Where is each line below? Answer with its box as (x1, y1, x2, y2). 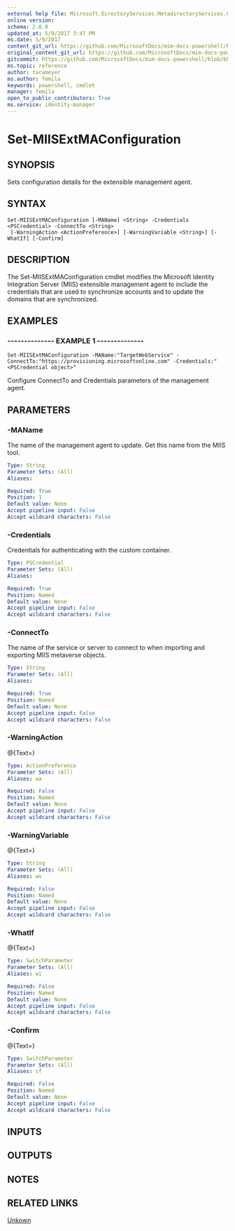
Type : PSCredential (7, 560, 64, 567)
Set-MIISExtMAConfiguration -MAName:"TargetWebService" (7, 352, 173, 359)
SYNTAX (7, 198, 47, 210)
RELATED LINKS (7, 1197, 78, 1209)
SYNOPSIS (7, 159, 55, 171)
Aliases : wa (7, 775, 42, 782)
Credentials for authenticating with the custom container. (7, 546, 171, 555)
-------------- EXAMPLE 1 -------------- (7, 336, 145, 346)
